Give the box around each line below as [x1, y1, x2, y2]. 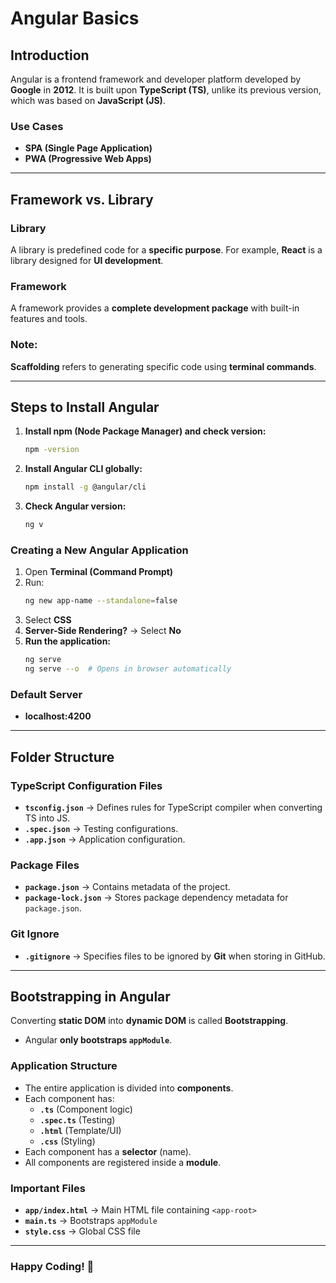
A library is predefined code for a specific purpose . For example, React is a [10, 243, 323, 256]
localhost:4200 [24, 710, 92, 722]
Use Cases [10, 119, 64, 133]
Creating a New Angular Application [10, 543, 189, 557]
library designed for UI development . [10, 254, 164, 266]
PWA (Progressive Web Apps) [24, 153, 152, 165]
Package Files [10, 858, 80, 872]
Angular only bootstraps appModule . [24, 1034, 173, 1046]
